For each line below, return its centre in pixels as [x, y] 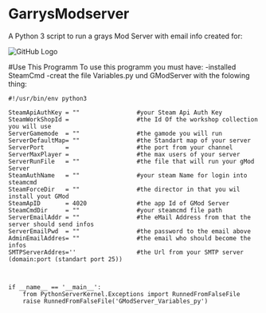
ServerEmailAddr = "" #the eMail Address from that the [129, 217]
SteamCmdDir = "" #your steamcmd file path [115, 210]
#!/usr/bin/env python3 [48, 98]
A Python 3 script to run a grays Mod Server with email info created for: [125, 36]
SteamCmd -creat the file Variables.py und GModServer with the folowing [129, 75]
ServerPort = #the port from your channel [121, 147]
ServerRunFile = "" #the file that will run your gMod [131, 161]
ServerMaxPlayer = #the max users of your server [124, 154]
